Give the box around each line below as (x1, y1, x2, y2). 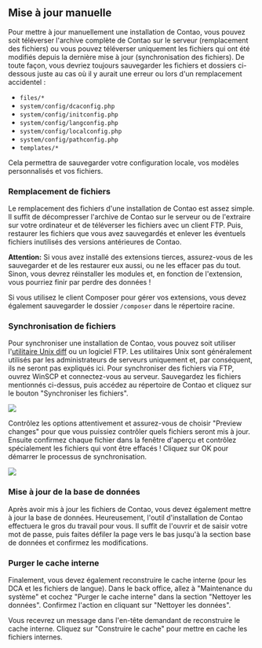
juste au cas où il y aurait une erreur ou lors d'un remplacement (37, 68, 242, 78)
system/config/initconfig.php (19, 110, 119, 119)
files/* (19, 94, 45, 101)
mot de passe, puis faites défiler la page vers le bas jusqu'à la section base (8, 529, 251, 539)
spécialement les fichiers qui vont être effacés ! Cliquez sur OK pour (8, 444, 229, 453)
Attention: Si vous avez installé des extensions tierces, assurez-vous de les (8, 252, 253, 262)
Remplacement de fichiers (8, 186, 111, 197)
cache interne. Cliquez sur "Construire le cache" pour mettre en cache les (8, 624, 248, 633)
